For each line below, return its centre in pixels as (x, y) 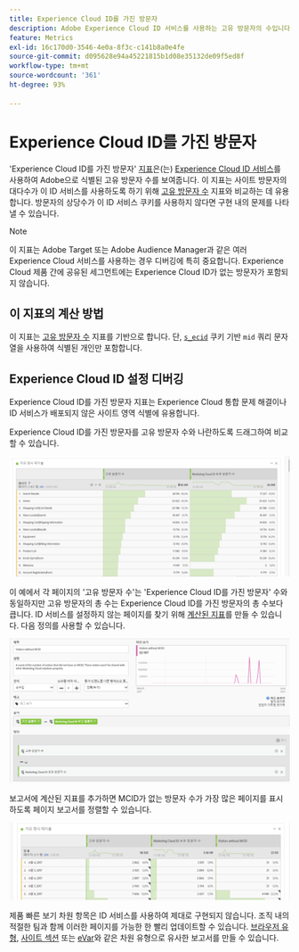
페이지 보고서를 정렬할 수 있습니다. (92, 810)
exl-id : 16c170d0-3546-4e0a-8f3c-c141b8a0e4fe (97, 47)
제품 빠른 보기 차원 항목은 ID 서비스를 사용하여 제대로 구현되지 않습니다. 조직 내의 (149, 915)
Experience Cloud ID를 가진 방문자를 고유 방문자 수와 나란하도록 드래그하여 (141, 432)
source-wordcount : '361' (55, 76)
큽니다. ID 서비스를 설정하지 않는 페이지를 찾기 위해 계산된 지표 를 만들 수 (134, 614)
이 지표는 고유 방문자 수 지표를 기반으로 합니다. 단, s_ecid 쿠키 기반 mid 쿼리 (141, 337)
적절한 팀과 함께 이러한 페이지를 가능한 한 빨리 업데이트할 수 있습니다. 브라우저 (145, 926)
